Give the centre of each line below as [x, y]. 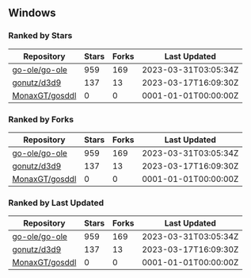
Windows [32, 13]
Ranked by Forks [41, 119]
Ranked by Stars [40, 36]
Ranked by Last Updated [56, 203]
